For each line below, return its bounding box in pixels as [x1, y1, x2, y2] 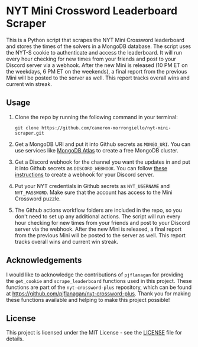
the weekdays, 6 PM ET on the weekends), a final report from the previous [6, 68, 187, 75]
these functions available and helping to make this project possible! [6, 296, 170, 303]
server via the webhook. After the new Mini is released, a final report [14, 225, 182, 233]
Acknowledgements [6, 255, 82, 265]
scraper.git [14, 130, 44, 136]
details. [6, 335, 24, 342]
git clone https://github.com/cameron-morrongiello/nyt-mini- [14, 125, 171, 131]
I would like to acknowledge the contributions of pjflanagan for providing [6, 271, 184, 278]
